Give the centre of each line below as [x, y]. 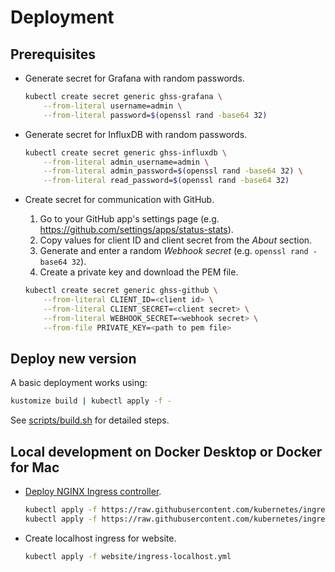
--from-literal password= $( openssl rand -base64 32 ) [155, 115]
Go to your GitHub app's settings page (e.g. [129, 219]
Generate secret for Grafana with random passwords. [134, 78]
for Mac [35, 467]
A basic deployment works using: [79, 383]
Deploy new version [73, 358]
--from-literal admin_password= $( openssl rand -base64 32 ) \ [173, 171]
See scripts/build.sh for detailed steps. [90, 420]
